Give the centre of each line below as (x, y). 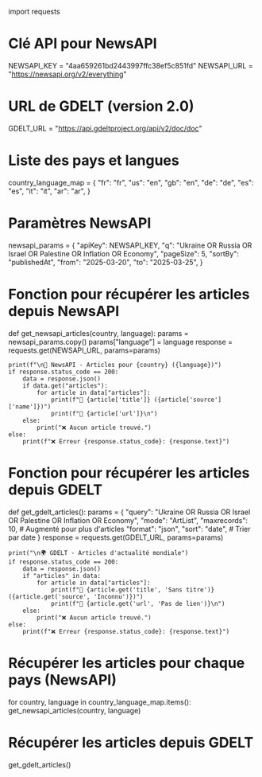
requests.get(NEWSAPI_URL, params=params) (85, 350)
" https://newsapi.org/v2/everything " (67, 74)
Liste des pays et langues (94, 160)
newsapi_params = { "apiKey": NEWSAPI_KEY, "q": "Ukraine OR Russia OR (130, 245)
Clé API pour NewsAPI (83, 44)
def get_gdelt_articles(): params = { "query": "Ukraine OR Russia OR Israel (129, 512)
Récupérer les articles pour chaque (127, 663)
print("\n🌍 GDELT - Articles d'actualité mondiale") (98, 552)
